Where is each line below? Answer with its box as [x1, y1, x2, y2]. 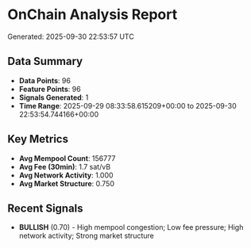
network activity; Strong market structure [18, 231, 154, 241]
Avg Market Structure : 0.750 [18, 178, 114, 188]
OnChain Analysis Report [7, 6, 178, 24]
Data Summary [7, 55, 83, 68]
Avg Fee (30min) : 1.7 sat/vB [18, 162, 111, 171]
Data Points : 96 [18, 75, 71, 85]
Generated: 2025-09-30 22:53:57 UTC [7, 32, 134, 41]
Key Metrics [7, 132, 69, 146]
